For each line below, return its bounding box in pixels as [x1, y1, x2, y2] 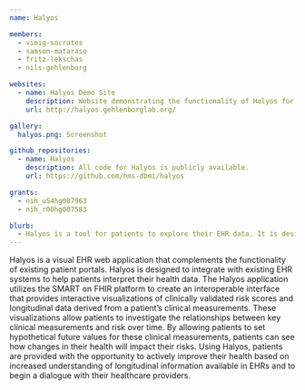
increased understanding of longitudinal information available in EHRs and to [9, 360, 296, 372]
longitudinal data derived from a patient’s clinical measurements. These [9, 303, 277, 314]
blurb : [9, 221, 34, 230]
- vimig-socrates [17, 38, 84, 47]
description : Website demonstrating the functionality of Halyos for [25, 96, 295, 105]
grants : [9, 188, 39, 197]
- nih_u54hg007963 [17, 196, 88, 205]
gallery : [9, 122, 43, 131]
